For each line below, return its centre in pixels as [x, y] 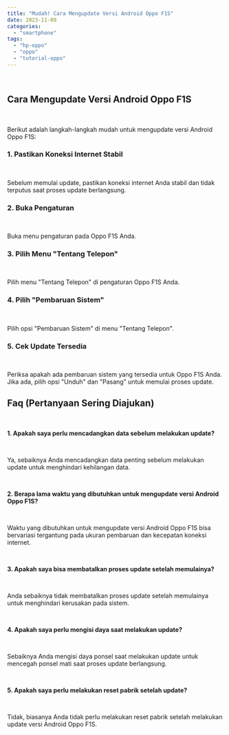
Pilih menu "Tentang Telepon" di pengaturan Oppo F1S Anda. [94, 282]
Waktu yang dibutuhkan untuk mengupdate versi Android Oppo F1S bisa [109, 527]
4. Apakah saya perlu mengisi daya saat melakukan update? [95, 629]
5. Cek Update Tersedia [47, 346]
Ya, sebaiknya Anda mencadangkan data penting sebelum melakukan [106, 460]
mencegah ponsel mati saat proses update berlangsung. [87, 663]
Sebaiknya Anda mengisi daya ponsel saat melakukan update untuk [103, 656]
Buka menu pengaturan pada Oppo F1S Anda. [72, 236]
